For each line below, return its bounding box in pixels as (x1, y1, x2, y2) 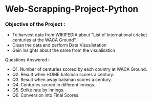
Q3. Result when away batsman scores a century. (12, 77, 112, 82)
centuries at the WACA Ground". (12, 37, 77, 43)
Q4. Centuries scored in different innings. (12, 82, 96, 88)
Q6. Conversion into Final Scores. (12, 92, 80, 98)
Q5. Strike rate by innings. (12, 87, 65, 93)
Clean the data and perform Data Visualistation (12, 42, 107, 48)
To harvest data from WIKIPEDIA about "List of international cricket (12, 32, 148, 38)
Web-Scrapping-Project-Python (5, 3, 138, 15)
